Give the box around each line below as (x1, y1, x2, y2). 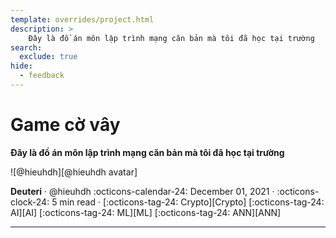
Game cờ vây (10, 114, 121, 136)
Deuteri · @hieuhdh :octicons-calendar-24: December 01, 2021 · (10, 185, 275, 197)
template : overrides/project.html (10, 14, 155, 25)
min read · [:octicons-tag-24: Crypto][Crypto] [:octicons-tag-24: (59, 196, 325, 208)
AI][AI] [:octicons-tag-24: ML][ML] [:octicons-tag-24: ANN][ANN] (10, 206, 282, 218)
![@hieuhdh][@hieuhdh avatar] (10, 166, 138, 178)
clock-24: (10, 196, 50, 208)
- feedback (19, 71, 65, 81)
